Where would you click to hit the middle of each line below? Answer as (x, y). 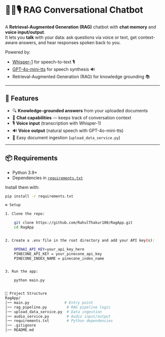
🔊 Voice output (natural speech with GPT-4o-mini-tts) (68, 130)
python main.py (29, 281)
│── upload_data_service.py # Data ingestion (54, 312)
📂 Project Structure (26, 294)
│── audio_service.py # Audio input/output (58, 316)
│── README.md (20, 330)
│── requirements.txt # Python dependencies (59, 321)
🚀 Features (22, 98)
